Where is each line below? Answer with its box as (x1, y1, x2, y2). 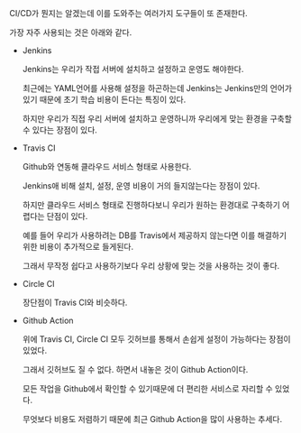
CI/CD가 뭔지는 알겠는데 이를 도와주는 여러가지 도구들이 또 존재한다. (9, 8, 248, 18)
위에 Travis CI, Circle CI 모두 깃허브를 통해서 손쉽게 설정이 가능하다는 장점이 (22, 334, 291, 345)
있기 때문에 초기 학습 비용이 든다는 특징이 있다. (22, 94, 187, 105)
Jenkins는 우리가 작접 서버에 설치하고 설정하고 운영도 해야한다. (22, 64, 244, 74)
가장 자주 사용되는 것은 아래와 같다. (9, 27, 132, 38)
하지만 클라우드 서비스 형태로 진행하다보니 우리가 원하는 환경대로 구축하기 (22, 199, 281, 210)
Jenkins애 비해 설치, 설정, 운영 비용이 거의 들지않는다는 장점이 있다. (22, 180, 260, 191)
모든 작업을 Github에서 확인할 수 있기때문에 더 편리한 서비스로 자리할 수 (22, 383, 273, 394)
